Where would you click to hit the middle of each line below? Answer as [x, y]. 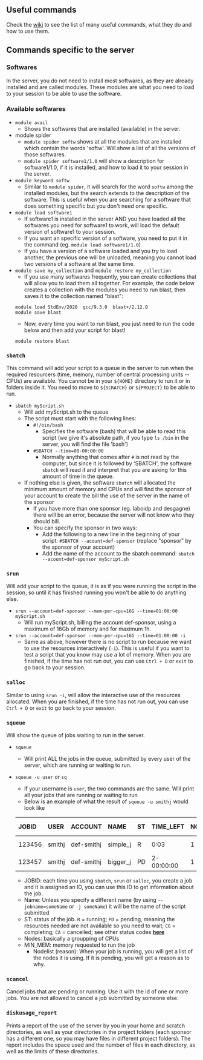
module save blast [38, 312]
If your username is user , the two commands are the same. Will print [109, 788]
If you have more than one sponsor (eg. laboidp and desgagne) [111, 509]
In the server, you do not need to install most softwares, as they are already [100, 81]
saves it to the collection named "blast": [74, 296]
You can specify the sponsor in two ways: [85, 528]
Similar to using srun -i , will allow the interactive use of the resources [94, 695]
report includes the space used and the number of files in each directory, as [101, 1045]
